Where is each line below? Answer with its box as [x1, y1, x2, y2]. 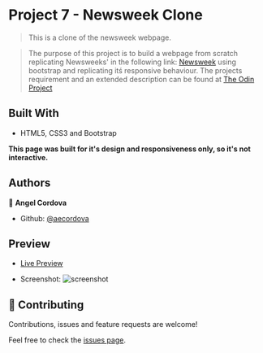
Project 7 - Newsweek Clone [8, 6, 203, 24]
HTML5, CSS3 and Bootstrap [19, 128, 118, 137]
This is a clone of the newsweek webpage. [28, 33, 172, 42]
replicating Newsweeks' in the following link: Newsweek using [28, 57, 237, 67]
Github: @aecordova [19, 213, 89, 223]
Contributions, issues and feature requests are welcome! [8, 320, 198, 329]
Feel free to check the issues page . [8, 335, 126, 345]
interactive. [8, 152, 49, 162]
